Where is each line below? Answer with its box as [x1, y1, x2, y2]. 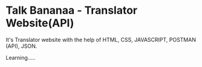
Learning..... [5, 54, 36, 61]
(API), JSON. [5, 42, 37, 50]
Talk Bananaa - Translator [5, 4, 138, 17]
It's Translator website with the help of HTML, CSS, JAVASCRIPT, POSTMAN [5, 36, 196, 43]
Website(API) [5, 16, 74, 30]
